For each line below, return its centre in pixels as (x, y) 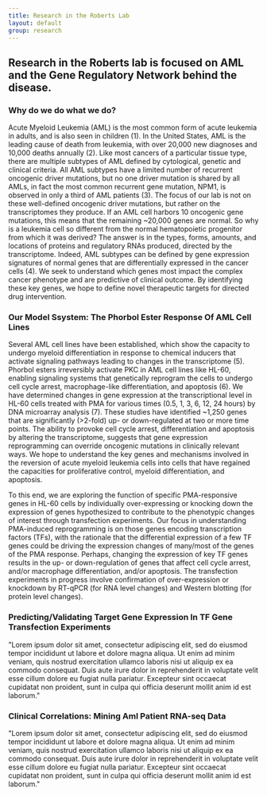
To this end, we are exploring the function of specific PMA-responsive (123, 495)
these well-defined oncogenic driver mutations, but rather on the (114, 204)
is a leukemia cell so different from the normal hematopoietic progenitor (126, 229)
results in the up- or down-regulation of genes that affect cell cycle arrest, (130, 563)
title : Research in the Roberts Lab (69, 16)
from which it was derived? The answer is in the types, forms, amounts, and (132, 238)
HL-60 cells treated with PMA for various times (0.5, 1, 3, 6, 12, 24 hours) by (132, 403)
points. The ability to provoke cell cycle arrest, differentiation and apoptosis (132, 429)
